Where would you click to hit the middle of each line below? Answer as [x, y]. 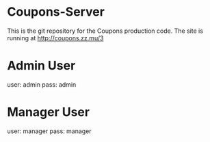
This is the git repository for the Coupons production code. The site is [105, 31]
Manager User [49, 112]
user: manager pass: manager [49, 131]
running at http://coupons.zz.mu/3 [55, 38]
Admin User [41, 66]
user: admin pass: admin [42, 84]
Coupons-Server [56, 12]
